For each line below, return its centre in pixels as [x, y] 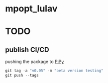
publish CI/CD [27, 49]
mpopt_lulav [31, 9]
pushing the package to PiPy [35, 62]
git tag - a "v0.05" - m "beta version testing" [54, 71]
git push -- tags [22, 76]
